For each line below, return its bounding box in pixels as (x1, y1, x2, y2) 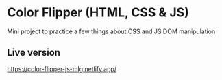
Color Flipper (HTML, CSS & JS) (7, 5, 190, 20)
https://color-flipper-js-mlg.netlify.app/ (7, 64, 117, 73)
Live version (7, 47, 60, 58)
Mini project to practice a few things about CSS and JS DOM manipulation (7, 27, 216, 35)
